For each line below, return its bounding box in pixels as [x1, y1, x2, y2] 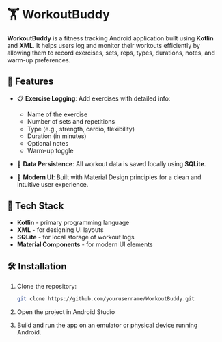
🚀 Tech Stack [7, 200, 64, 212]
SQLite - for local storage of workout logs [16, 233, 135, 241]
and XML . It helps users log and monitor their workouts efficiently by [7, 41, 200, 49]
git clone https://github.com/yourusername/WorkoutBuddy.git [16, 295, 195, 302]
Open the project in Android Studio [16, 308, 115, 316]
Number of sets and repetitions [27, 117, 115, 125]
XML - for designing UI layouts [16, 225, 104, 234]
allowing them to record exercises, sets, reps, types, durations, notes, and [7, 49, 215, 57]
